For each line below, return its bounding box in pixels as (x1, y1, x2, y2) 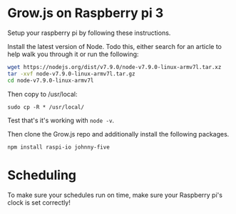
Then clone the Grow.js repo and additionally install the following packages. (7, 129, 230, 138)
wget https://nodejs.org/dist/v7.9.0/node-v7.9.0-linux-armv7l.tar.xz (7, 63, 222, 70)
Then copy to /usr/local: (7, 90, 78, 98)
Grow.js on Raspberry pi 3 (7, 5, 164, 21)
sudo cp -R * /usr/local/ (7, 103, 84, 111)
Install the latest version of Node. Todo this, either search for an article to (7, 42, 222, 50)
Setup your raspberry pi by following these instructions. (7, 28, 171, 37)
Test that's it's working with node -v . (7, 116, 115, 124)
